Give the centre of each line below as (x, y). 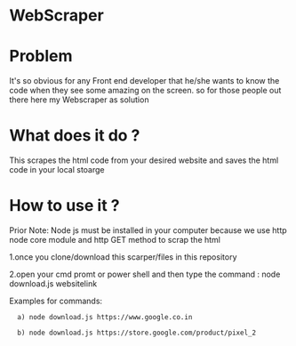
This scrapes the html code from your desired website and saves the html (144, 160)
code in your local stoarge (57, 170)
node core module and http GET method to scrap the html (115, 240)
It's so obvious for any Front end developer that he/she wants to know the (144, 81)
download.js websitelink (53, 284)
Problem (41, 56)
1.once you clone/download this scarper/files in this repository (123, 257)
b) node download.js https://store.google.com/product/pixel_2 (136, 333)
